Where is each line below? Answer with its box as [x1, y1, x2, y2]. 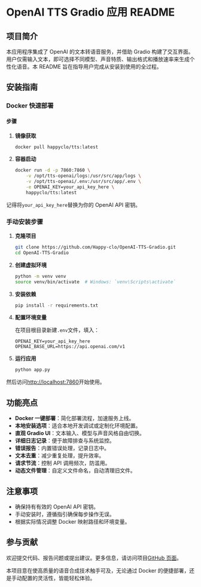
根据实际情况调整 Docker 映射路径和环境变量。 [14, 518, 130, 525]
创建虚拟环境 [14, 261, 47, 268]
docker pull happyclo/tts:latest [14, 144, 99, 150]
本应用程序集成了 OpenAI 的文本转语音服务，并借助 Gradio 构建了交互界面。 [6, 48, 194, 55]
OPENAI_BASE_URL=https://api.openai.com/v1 [14, 344, 126, 350]
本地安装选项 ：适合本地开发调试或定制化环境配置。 [14, 422, 141, 429]
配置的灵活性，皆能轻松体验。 [22, 574, 96, 582]
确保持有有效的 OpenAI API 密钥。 [14, 503, 99, 510]
